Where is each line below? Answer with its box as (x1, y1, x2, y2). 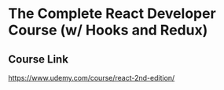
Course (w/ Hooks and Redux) (8, 21, 208, 39)
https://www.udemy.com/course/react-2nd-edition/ (8, 74, 175, 82)
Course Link (8, 52, 69, 66)
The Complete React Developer (8, 5, 216, 23)
